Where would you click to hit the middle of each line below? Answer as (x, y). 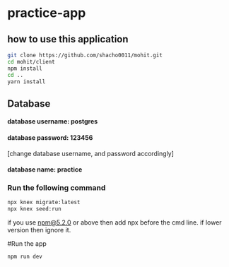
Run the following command (57, 188)
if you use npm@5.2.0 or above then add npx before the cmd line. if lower (114, 222)
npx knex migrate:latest (44, 203)
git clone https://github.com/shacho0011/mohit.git (85, 55)
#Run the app (27, 244)
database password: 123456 (50, 137)
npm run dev (25, 257)
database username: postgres (53, 121)
